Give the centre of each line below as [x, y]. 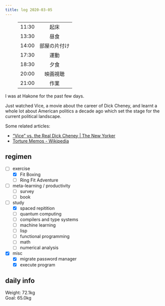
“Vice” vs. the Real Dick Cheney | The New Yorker [64, 135]
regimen [18, 157]
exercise [21, 168]
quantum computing [40, 213]
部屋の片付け [54, 45]
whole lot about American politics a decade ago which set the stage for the [82, 111]
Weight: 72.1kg [20, 292]
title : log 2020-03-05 [29, 10]
